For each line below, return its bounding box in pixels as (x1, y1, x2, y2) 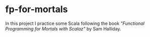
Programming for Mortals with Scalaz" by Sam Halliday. (5, 25, 121, 31)
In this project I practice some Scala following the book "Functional (5, 20, 145, 26)
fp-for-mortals (5, 4, 68, 15)
